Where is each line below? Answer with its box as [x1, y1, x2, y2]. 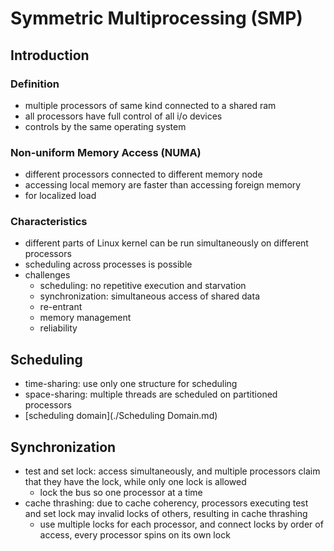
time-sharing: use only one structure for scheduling [24, 378, 238, 390]
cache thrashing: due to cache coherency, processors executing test [24, 497, 309, 509]
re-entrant [39, 301, 83, 313]
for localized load [24, 190, 97, 202]
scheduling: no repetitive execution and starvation [39, 280, 247, 292]
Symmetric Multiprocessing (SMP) [10, 7, 303, 30]
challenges [24, 269, 71, 281]
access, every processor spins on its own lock [39, 529, 231, 541]
